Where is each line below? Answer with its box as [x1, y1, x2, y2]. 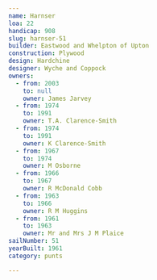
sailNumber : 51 [8, 237, 60, 245]
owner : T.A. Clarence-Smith [23, 117, 117, 125]
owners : [8, 72, 35, 80]
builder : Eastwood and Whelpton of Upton [8, 42, 150, 50]
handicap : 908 [8, 27, 56, 35]
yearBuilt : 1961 [8, 244, 63, 253]
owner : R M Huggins [23, 207, 89, 215]
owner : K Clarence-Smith [23, 139, 106, 148]
